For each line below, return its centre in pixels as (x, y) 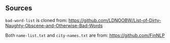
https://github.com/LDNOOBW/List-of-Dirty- (115, 20)
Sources (19, 8)
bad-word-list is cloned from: (36, 20)
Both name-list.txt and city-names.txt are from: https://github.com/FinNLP (85, 35)
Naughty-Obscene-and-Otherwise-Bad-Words (54, 25)
